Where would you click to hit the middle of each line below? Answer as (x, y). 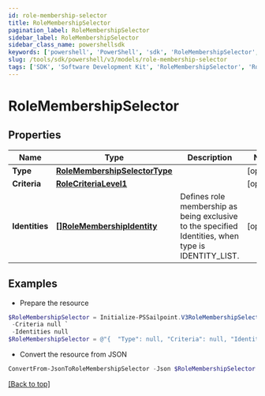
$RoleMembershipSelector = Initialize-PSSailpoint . (95, 317)
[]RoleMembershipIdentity (106, 226)
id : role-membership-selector (58, 15)
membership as (209, 206)
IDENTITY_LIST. (210, 255)
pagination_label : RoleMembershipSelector (79, 30)
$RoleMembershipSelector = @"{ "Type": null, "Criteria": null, (118, 339)
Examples (33, 284)
